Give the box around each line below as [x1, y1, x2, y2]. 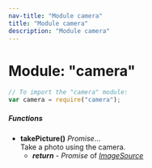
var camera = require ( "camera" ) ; [8, 96, 121, 104]
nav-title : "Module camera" [8, 11, 103, 20]
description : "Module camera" [8, 27, 111, 35]
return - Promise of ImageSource [32, 151, 144, 161]
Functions [8, 113, 43, 123]
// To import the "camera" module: [8, 88, 129, 97]
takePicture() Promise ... [19, 134, 101, 144]
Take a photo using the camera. [19, 142, 126, 152]
